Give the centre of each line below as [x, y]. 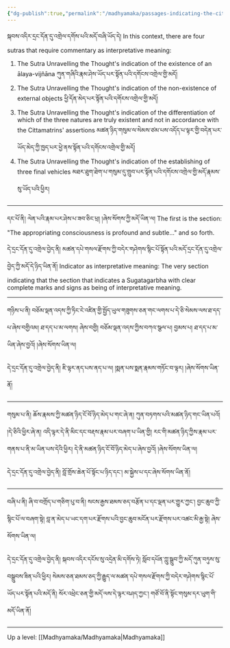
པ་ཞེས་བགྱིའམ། [23, 327]
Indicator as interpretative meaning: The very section [134, 266]
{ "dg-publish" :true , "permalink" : [55, 13]
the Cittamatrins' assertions [56, 130]
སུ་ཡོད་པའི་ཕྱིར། [33, 189]
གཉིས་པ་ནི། [19, 310]
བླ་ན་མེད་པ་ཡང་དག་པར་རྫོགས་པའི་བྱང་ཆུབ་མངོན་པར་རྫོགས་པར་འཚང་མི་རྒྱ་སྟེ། [128, 518]
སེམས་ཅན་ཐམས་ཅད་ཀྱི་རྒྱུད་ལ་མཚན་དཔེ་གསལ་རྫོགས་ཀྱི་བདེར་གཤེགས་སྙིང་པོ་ [133, 576]
